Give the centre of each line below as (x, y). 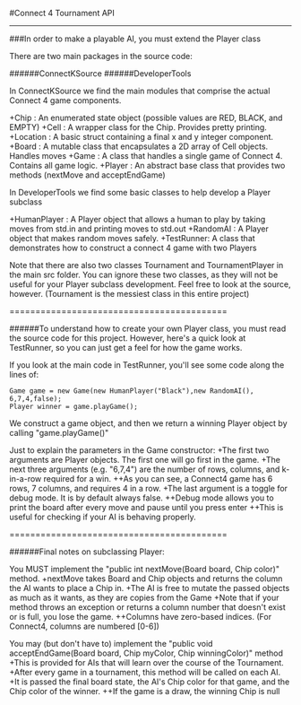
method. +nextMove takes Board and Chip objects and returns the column (146, 579)
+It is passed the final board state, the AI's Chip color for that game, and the (150, 682)
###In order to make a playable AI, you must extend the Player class (135, 39)
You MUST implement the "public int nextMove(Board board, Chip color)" (145, 569)
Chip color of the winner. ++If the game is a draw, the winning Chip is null (145, 691)
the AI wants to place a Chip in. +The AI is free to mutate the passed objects (150, 588)
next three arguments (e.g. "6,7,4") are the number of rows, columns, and (145, 469)
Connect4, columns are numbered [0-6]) (84, 626)
